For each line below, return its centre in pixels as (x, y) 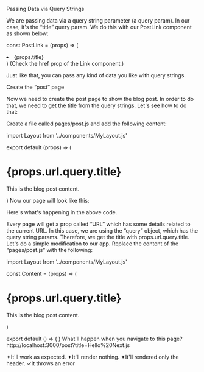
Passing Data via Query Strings (45, 9)
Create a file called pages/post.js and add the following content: (87, 124)
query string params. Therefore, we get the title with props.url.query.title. (98, 237)
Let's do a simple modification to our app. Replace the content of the (92, 244)
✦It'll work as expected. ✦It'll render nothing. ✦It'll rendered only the (93, 357)
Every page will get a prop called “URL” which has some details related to (98, 224)
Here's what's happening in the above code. (62, 212)
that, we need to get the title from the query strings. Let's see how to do (97, 105)
